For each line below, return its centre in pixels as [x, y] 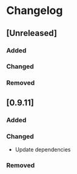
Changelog [35, 11]
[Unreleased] [32, 33]
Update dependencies [43, 149]
